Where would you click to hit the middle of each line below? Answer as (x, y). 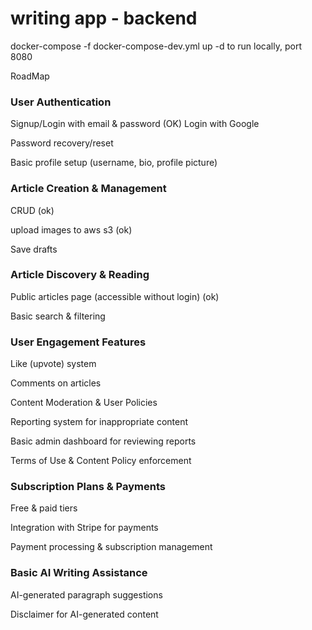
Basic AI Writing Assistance (79, 573)
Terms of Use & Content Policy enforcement (101, 461)
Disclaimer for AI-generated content (84, 614)
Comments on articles (56, 383)
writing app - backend (104, 18)
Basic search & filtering (58, 316)
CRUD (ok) (32, 210)
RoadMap (30, 76)
